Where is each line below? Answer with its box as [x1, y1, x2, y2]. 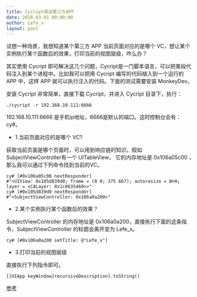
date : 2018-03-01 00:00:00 [6, 14, 73, 20]
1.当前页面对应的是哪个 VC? [14, 134, 83, 141]
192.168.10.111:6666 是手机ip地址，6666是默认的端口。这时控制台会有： [6, 114, 181, 121]
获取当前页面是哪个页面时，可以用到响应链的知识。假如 [6, 146, 142, 154]
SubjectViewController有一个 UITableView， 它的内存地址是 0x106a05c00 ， [6, 154, 195, 161]
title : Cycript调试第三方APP [6, 8, 75, 15]
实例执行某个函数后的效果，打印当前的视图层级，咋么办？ [6, 50, 147, 57]
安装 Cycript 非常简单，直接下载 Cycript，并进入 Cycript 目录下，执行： [6, 90, 182, 97]
